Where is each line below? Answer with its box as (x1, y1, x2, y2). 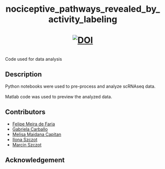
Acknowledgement (5, 156, 65, 164)
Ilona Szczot (12, 136, 38, 143)
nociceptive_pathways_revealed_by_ (5, 3, 160, 15)
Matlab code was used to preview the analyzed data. (5, 94, 112, 99)
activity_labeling (48, 14, 117, 25)
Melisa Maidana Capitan (12, 131, 62, 137)
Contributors (5, 108, 46, 116)
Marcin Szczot (12, 142, 42, 147)
